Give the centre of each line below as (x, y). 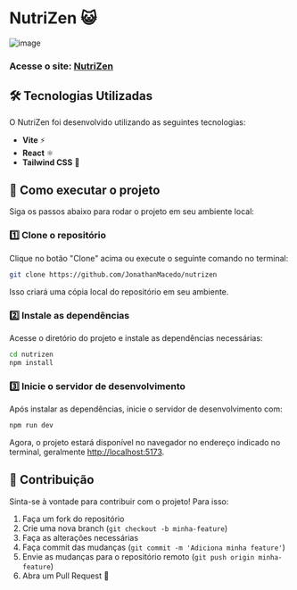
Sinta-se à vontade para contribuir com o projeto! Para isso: (119, 501)
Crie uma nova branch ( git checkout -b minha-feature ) (125, 528)
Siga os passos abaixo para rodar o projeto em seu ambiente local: (132, 212)
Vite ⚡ (34, 140)
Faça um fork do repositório (73, 519)
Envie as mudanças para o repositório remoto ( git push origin (138, 556)
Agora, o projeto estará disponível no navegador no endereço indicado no (145, 442)
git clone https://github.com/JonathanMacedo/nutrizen (113, 274)
